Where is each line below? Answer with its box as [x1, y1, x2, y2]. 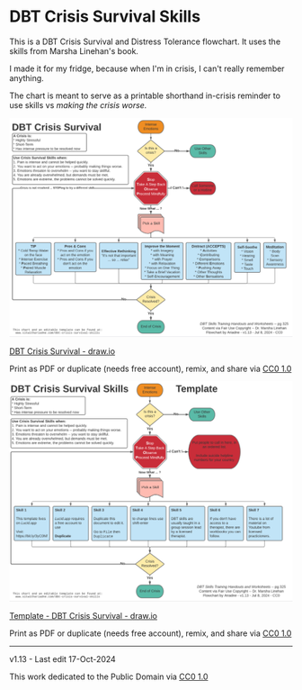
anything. [9, 72, 45, 83]
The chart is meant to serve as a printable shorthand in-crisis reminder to [9, 90, 281, 101]
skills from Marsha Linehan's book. [9, 45, 139, 56]
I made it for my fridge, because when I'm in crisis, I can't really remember [9, 63, 285, 74]
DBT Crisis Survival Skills [9, 6, 200, 27]
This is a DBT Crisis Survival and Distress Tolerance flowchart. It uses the [9, 36, 281, 47]
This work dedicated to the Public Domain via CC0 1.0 [9, 671, 209, 682]
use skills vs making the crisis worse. [9, 99, 147, 110]
